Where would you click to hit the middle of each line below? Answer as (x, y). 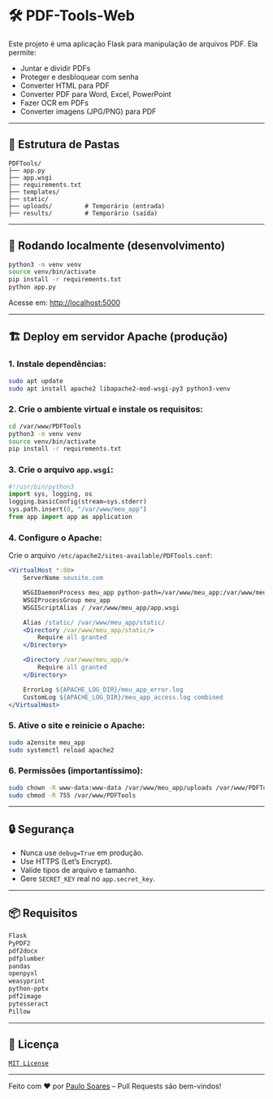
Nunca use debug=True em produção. (82, 853)
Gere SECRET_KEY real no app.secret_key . (88, 879)
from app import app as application (70, 517)
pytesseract (28, 1004)
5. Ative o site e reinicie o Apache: (77, 726)
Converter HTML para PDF (65, 85)
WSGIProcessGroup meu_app (67, 600)
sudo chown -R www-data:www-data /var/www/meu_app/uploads (110, 787)
